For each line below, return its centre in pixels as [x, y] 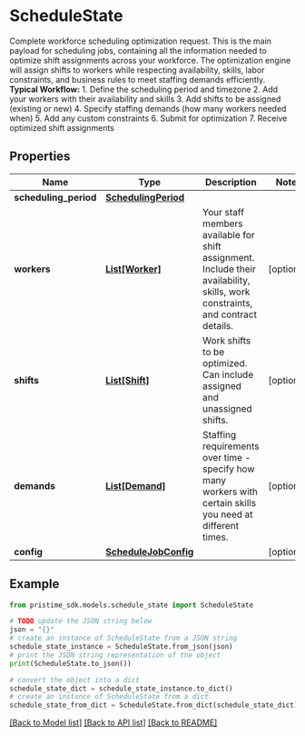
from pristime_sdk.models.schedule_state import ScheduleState [132, 605]
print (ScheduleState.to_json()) [70, 663]
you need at [228, 514]
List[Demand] [136, 485]
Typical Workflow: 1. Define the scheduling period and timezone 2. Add [144, 89]
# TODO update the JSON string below [81, 622]
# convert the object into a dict [75, 680]
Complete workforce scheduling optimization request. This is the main [141, 41]
